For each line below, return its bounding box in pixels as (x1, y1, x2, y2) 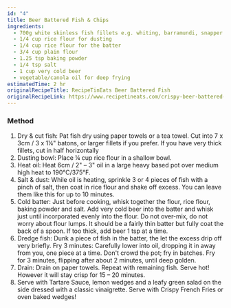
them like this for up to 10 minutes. (16, 190, 115, 198)
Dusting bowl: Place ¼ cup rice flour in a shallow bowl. (16, 154, 172, 162)
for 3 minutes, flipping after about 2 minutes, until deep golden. (16, 256, 197, 265)
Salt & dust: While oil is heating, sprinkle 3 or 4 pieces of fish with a (16, 176, 208, 184)
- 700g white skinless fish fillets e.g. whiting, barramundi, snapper (13, 29, 223, 37)
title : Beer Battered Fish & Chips (7, 17, 109, 23)
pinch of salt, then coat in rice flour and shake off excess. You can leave (16, 183, 222, 192)
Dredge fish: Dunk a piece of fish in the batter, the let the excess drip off (16, 234, 222, 243)
